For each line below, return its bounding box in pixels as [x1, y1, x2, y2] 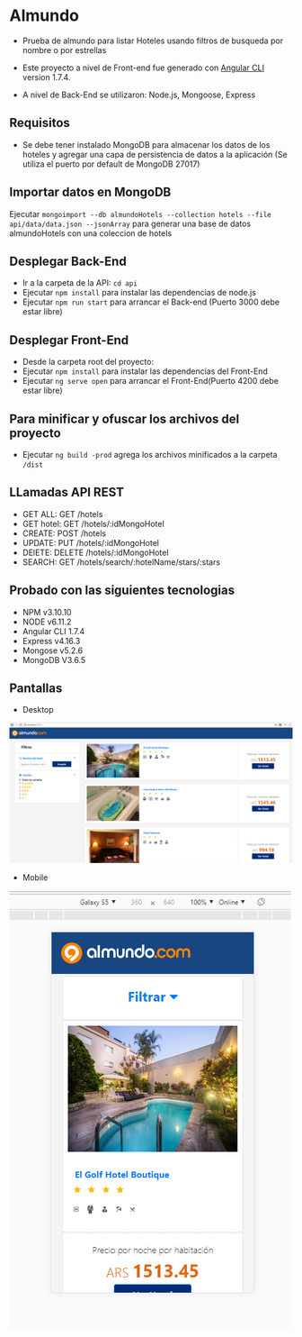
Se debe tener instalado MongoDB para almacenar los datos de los [22, 139, 271, 150]
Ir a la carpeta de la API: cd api [22, 277, 138, 288]
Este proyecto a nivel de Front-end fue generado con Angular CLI [22, 62, 265, 73]
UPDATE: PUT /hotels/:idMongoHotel [22, 537, 160, 548]
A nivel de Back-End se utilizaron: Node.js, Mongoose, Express [22, 89, 256, 100]
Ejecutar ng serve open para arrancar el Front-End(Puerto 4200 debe [22, 376, 279, 387]
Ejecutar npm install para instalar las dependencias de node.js [22, 287, 256, 298]
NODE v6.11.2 [22, 616, 72, 627]
